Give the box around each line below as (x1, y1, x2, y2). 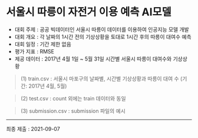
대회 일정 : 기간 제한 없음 (14, 41, 72, 48)
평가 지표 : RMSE (14, 48, 55, 55)
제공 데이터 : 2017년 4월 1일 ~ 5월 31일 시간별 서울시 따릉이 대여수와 (14, 55, 172, 62)
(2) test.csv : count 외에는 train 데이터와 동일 (20, 95, 126, 102)
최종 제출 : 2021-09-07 (6, 125, 60, 132)
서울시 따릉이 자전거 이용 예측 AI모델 (6, 5, 172, 19)
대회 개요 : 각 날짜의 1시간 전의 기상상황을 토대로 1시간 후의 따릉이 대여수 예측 (14, 33, 192, 40)
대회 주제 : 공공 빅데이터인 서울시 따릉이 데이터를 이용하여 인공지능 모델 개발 (14, 26, 190, 33)
